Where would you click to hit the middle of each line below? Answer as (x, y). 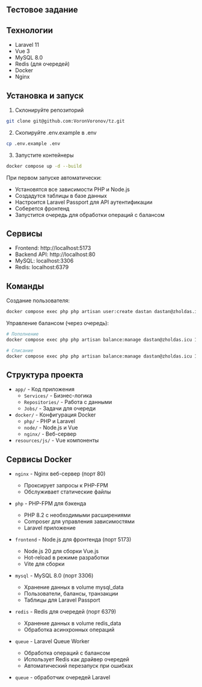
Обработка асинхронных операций (69, 630)
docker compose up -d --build (44, 166)
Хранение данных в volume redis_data (72, 623)
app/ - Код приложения (45, 389)
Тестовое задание (42, 10)
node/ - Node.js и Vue (51, 428)
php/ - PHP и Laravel (49, 421)
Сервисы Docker (39, 459)
